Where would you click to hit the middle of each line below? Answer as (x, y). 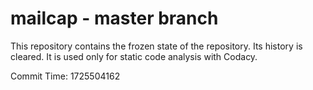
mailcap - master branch (114, 18)
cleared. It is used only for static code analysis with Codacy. (134, 56)
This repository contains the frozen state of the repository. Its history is (156, 46)
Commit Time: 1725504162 (65, 76)
